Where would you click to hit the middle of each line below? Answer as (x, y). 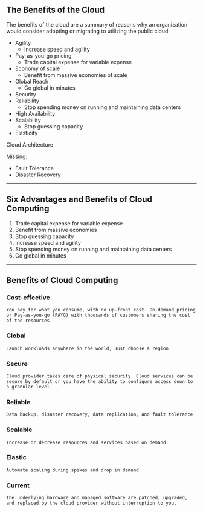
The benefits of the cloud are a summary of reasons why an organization (97, 24)
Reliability (27, 101)
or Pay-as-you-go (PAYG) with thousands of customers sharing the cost (98, 315)
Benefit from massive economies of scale (76, 75)
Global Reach (32, 81)
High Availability (35, 113)
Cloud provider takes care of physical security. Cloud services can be (100, 376)
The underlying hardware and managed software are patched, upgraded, (97, 498)
